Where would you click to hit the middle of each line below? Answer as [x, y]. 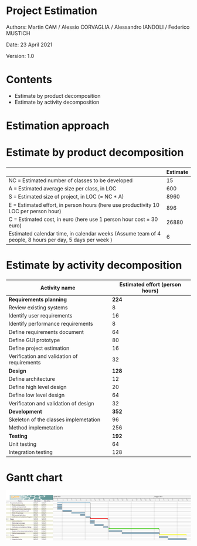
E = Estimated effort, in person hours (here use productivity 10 [84, 205]
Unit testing [23, 444]
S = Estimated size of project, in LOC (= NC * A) [66, 197]
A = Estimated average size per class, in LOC [62, 189]
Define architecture [32, 378]
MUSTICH [18, 33]
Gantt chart [34, 477]
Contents [29, 80]
